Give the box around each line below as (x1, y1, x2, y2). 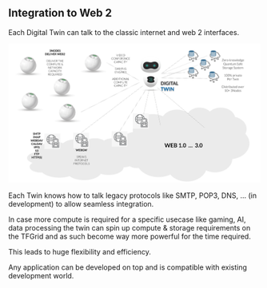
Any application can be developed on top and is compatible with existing (8, 262, 248, 272)
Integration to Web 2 (8, 6, 113, 20)
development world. (8, 270, 74, 280)
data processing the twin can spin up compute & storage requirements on (8, 223, 251, 232)
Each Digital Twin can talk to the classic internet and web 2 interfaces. (8, 27, 240, 37)
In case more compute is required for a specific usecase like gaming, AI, (8, 215, 246, 224)
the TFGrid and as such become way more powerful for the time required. (8, 231, 252, 241)
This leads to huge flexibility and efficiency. (8, 247, 152, 256)
